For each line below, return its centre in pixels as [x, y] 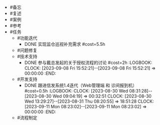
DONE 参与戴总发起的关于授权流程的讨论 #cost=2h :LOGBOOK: [88, 62]
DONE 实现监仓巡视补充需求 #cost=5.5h [65, 44]
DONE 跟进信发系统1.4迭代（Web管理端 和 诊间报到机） [81, 85]
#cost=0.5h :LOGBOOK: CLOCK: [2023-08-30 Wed [76, 91]
